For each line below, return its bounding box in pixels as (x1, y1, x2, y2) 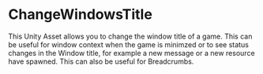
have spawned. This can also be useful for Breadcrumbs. (8, 57, 194, 66)
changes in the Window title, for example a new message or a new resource (8, 48, 255, 57)
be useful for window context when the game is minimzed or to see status (8, 39, 249, 49)
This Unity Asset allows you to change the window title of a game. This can (8, 31, 253, 41)
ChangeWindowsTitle (8, 6, 152, 24)
